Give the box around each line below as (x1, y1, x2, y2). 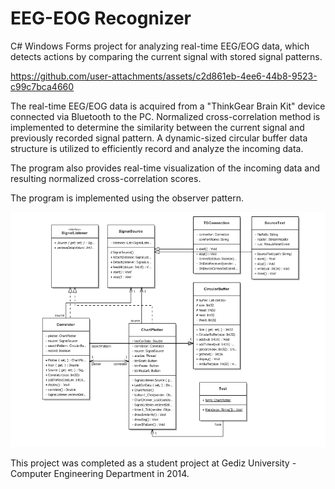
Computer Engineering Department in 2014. (10, 467, 190, 479)
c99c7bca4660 (10, 80, 75, 92)
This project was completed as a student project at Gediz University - (10, 457, 297, 469)
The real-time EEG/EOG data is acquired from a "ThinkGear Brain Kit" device (10, 100, 326, 112)
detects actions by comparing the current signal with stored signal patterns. (10, 50, 323, 62)
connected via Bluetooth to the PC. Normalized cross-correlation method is (10, 110, 321, 122)
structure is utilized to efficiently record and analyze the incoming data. (10, 142, 304, 154)
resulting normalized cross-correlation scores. (10, 172, 202, 184)
